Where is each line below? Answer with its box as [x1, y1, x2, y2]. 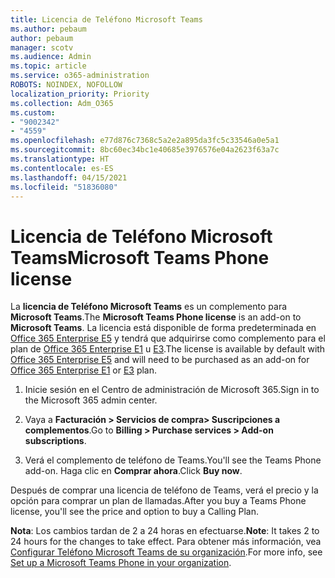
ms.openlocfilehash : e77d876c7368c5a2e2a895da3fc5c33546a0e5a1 [10, 136, 280, 146]
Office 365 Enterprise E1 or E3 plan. [10, 364, 158, 376]
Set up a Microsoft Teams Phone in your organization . [10, 557, 232, 569]
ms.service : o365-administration [10, 71, 150, 81]
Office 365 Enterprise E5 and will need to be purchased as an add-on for [10, 354, 310, 366]
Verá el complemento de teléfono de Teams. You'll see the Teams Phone [24, 454, 322, 466]
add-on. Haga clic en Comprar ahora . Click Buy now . [24, 465, 243, 477]
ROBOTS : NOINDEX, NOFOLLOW [10, 80, 123, 90]
